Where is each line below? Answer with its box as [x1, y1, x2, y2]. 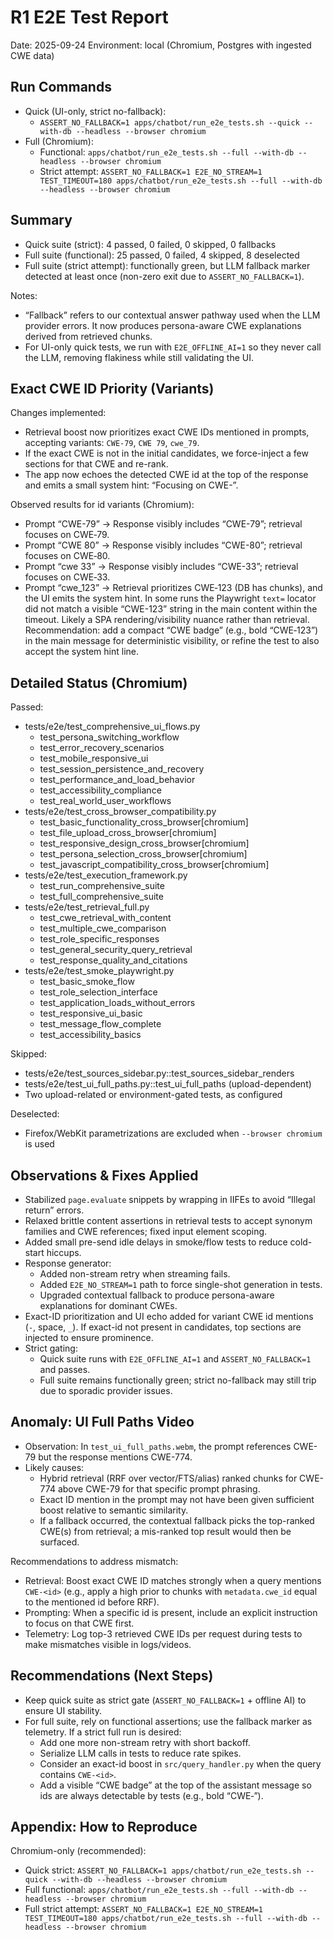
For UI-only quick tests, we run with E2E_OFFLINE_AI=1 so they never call [24, 341, 322, 353]
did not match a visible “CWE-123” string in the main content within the [24, 603, 318, 615]
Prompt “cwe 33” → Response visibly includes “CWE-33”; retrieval [24, 561, 299, 573]
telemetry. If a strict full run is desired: [24, 1726, 182, 1738]
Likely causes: [24, 1461, 85, 1473]
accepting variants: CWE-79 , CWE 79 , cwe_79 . [24, 437, 200, 449]
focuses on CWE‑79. [24, 529, 110, 541]
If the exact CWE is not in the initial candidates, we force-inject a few [24, 447, 309, 460]
